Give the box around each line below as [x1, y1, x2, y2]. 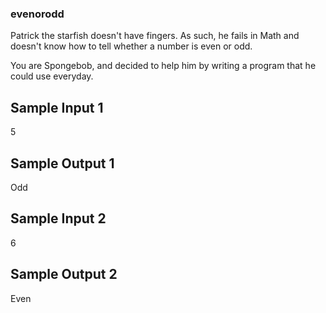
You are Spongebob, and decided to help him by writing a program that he [10, 60, 317, 72]
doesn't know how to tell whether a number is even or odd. [10, 40, 253, 52]
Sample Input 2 [10, 210, 107, 227]
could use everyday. [10, 70, 94, 82]
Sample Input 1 [10, 99, 104, 116]
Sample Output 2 [10, 266, 118, 283]
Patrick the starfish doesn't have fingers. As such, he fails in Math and [10, 30, 300, 42]
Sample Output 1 [10, 155, 115, 172]
